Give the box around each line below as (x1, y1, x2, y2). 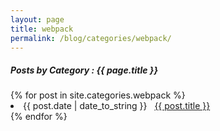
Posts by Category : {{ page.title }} (10, 64, 158, 76)
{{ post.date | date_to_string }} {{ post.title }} (23, 100, 211, 112)
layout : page (10, 14, 65, 25)
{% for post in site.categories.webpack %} (10, 89, 186, 101)
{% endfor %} (10, 111, 68, 123)
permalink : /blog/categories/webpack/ (10, 33, 172, 43)
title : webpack (10, 24, 74, 34)
